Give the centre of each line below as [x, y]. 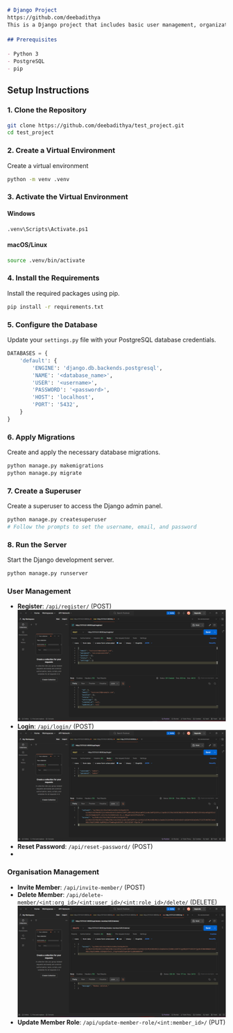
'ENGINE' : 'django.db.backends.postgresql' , [97, 368]
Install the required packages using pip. [63, 293]
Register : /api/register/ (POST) [64, 606]
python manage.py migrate [44, 473]
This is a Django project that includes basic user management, [102, 25]
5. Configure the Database [53, 324]
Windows [21, 213]
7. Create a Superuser [44, 491]
